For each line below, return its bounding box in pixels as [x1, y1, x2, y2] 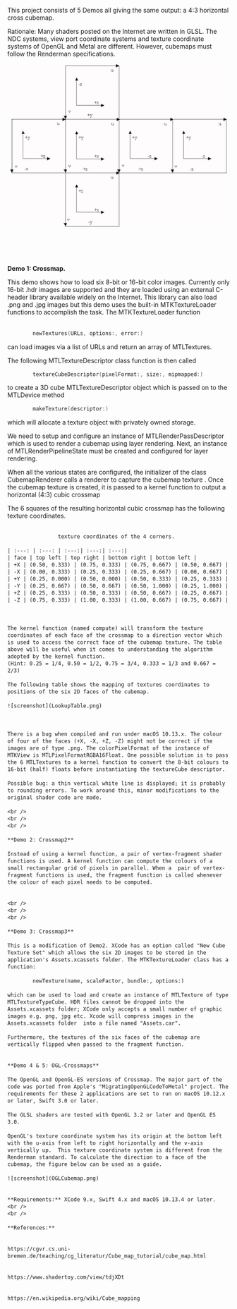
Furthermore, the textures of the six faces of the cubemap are [7, 1034, 200, 1041]
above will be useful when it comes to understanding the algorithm [7, 646, 213, 653]
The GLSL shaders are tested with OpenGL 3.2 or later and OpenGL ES [7, 1112, 217, 1119]
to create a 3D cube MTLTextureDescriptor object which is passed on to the [7, 384, 228, 392]
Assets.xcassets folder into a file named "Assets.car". [7, 1020, 181, 1027]
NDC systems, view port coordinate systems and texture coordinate [7, 35, 205, 43]
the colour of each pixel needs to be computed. [7, 879, 153, 886]
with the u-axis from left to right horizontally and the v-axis [7, 1140, 203, 1147]
